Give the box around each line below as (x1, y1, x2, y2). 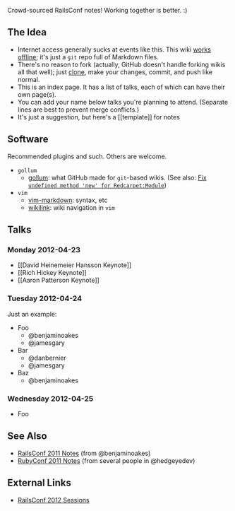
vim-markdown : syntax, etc (28, 196, 108, 204)
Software (7, 134, 49, 146)
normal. (17, 75, 40, 83)
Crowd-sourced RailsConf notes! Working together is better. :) (7, 6, 188, 14)
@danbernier (28, 353, 67, 362)
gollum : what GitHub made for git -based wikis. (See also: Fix (28, 173, 207, 182)
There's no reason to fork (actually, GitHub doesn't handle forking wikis (17, 60, 226, 69)
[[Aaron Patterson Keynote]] (17, 276, 100, 285)
